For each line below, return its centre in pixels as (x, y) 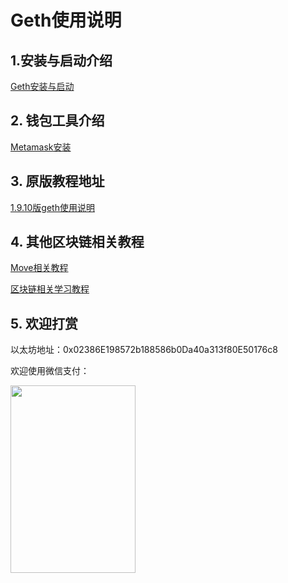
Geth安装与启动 (42, 86)
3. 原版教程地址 (57, 181)
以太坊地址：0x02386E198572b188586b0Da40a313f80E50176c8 (144, 350)
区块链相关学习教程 (50, 289)
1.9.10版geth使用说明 (52, 207)
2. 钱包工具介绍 (57, 121)
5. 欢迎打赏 (44, 323)
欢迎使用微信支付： (50, 371)
